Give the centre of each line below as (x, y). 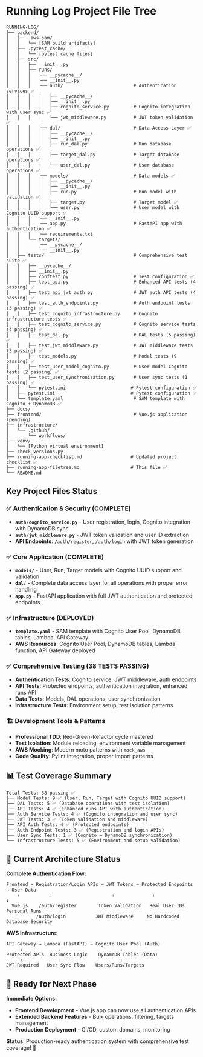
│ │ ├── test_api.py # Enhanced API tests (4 (101, 282)
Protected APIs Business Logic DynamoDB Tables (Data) (82, 955)
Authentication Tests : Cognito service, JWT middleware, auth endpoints (106, 679)
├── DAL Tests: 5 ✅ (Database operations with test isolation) (88, 803)
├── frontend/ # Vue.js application (97, 414)
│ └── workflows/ (36, 435)
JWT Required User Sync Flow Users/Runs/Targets (76, 965)
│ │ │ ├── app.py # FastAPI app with (94, 223)
